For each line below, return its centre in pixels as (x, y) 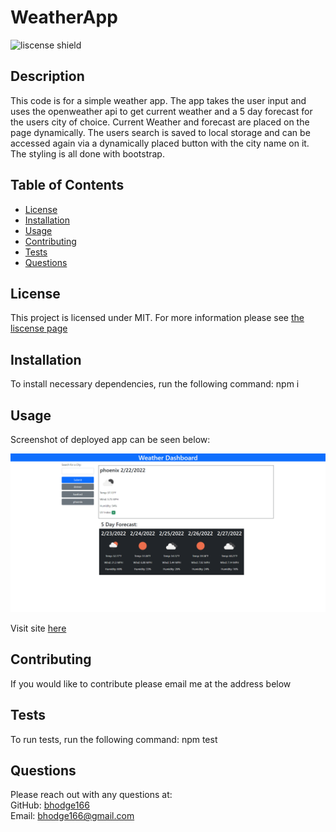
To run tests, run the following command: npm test (114, 739)
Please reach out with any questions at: (91, 795)
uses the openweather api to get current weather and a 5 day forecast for (161, 111)
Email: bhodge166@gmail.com (72, 816)
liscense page (39, 328)
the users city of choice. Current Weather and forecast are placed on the (160, 122)
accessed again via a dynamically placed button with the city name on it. (160, 143)
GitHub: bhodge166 (50, 805)
